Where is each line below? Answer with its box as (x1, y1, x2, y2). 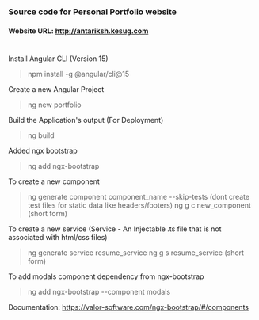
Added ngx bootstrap (8, 146, 78, 155)
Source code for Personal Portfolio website (8, 6, 177, 17)
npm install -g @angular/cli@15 (27, 69, 129, 78)
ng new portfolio (27, 100, 82, 109)
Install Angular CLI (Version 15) (8, 54, 109, 63)
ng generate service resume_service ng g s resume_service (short (27, 248, 244, 257)
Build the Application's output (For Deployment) (8, 115, 164, 124)
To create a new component (8, 177, 101, 186)
